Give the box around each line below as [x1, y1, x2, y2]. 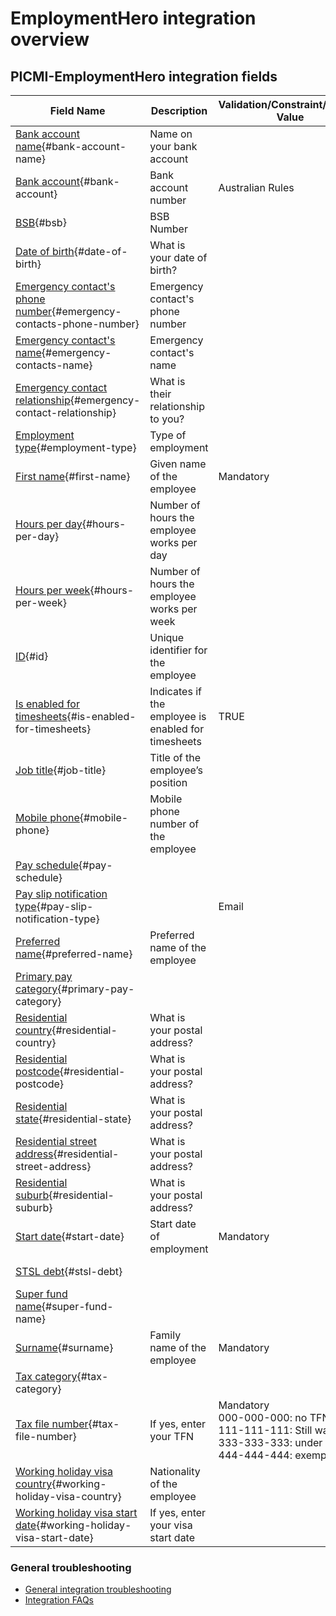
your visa [149, 1518, 193, 1532]
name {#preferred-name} [15, 947, 133, 961]
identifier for [149, 643, 208, 657]
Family [149, 1328, 182, 1342]
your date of [149, 251, 208, 264]
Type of [149, 428, 187, 442]
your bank [149, 140, 198, 153]
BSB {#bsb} [15, 216, 67, 229]
